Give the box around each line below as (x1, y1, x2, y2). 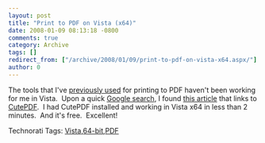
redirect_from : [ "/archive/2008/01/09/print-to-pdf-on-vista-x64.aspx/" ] (8, 56, 258, 64)
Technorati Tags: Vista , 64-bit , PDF (8, 126, 119, 135)
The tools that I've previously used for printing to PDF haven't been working (8, 85, 256, 95)
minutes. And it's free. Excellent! (8, 110, 118, 120)
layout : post (8, 11, 52, 20)
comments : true (8, 33, 59, 42)
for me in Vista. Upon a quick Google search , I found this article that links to (8, 93, 258, 103)
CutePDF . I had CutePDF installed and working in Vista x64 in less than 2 (8, 102, 248, 111)
